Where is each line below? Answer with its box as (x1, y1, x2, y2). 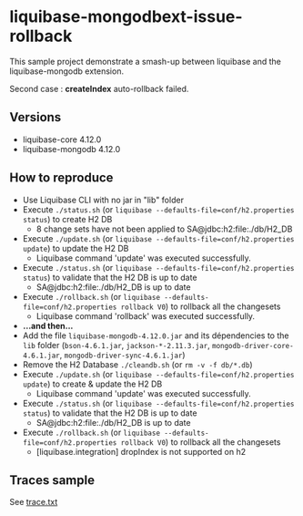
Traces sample (9, 472, 96, 488)
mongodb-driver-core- (212, 341, 294, 350)
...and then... (22, 320, 74, 331)
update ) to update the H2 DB (22, 243, 129, 253)
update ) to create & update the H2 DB (22, 378, 163, 389)
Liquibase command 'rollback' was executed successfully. (35, 310, 256, 321)
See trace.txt (9, 497, 58, 508)
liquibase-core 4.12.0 (22, 134, 102, 145)
